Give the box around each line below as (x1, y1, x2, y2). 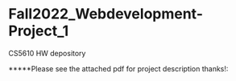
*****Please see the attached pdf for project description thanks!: (8, 63, 229, 73)
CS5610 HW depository (8, 48, 86, 58)
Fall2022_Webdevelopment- (8, 5, 204, 23)
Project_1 (8, 22, 69, 40)
